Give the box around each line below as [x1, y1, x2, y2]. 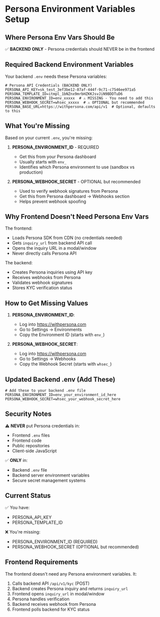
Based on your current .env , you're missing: [5, 135, 93, 140]
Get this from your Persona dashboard [19, 154, 96, 159]
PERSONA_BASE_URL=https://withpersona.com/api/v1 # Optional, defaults [5, 104, 156, 109]
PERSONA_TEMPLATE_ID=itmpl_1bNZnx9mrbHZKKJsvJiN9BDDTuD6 [5, 91, 123, 96]
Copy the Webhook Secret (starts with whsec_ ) [19, 361, 112, 367]
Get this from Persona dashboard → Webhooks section [19, 193, 130, 199]
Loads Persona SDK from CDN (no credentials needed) [12, 235, 123, 241]
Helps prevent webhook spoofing [19, 199, 87, 204]
